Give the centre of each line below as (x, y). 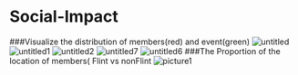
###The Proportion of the (232, 51)
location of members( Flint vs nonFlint (81, 61)
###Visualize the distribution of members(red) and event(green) (130, 42)
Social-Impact (64, 17)
